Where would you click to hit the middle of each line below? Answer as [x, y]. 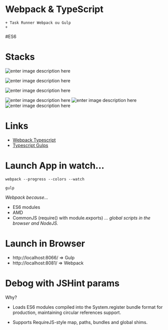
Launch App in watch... [55, 166]
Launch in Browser [45, 243]
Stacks [20, 57]
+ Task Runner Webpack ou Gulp [38, 23]
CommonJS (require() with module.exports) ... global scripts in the [81, 217]
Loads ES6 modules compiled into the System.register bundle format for [88, 307]
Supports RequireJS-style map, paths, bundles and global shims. [80, 322]
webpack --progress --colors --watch [45, 179]
